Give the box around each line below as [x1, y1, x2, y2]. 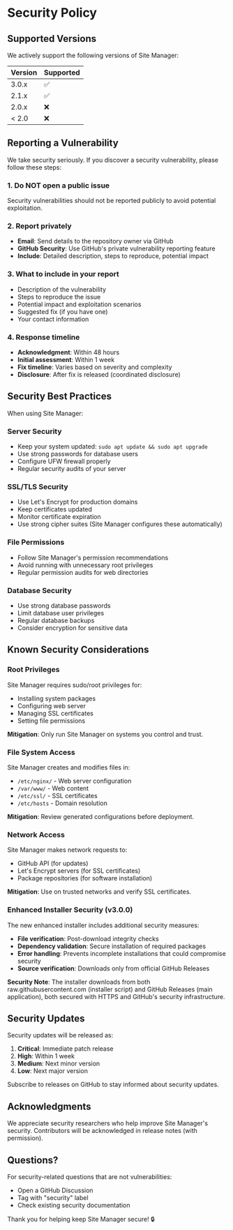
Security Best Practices [7, 391, 112, 403]
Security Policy [7, 5, 98, 21]
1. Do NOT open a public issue [7, 180, 110, 190]
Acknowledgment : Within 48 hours [17, 348, 120, 357]
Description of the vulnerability [17, 285, 107, 294]
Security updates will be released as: [7, 1031, 114, 1040]
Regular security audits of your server [17, 465, 127, 473]
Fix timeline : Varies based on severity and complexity [17, 363, 172, 371]
